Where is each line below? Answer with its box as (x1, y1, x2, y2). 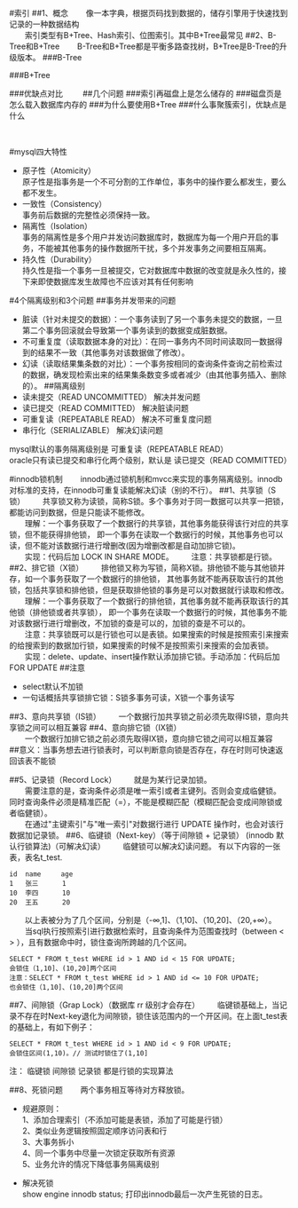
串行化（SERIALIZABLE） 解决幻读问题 (21, 425, 164, 435)
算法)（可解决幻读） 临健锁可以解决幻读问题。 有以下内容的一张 (32, 841, 281, 851)
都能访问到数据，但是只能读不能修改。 (9, 507, 149, 517)
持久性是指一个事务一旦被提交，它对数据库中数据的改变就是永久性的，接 (21, 265, 286, 275)
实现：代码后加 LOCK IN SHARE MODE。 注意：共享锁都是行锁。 (25, 551, 278, 562)
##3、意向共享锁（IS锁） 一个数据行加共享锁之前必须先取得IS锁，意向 (9, 711, 281, 722)
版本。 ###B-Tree (16, 52, 82, 62)
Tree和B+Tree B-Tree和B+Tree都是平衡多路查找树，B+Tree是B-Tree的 (9, 41, 279, 51)
